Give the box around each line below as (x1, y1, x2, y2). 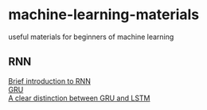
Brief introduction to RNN (8, 76, 92, 85)
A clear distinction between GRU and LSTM (8, 93, 150, 103)
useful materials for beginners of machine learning (8, 32, 174, 41)
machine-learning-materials (8, 6, 200, 24)
